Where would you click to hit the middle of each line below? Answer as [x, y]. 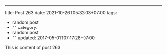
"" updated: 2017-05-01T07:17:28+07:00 [54, 38]
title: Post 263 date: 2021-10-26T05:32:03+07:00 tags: [61, 13]
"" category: [25, 27]
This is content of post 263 [33, 47]
